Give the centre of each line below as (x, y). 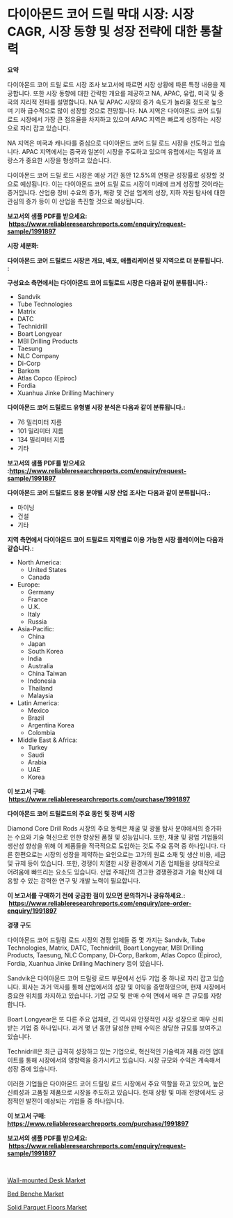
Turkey (38, 747)
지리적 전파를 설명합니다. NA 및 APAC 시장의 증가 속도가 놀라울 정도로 (115, 102)
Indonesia (42, 681)
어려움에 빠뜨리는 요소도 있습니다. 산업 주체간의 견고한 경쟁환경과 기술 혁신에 (111, 872)
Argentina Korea (51, 725)
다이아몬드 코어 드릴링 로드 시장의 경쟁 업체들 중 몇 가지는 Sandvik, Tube (106, 940)
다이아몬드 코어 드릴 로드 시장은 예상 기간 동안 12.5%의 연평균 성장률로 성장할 (112, 175)
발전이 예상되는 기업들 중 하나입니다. (75, 1101)
